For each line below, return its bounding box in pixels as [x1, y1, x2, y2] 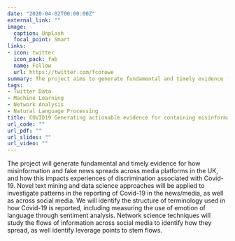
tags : [7, 82, 23, 89]
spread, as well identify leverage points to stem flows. [7, 226, 163, 235]
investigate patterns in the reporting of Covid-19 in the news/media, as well [7, 189, 224, 198]
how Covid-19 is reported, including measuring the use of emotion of [7, 204, 206, 212]
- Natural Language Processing [7, 108, 99, 115]
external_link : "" [7, 17, 61, 24]
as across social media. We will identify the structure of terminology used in [7, 196, 226, 205]
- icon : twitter [7, 50, 55, 57]
